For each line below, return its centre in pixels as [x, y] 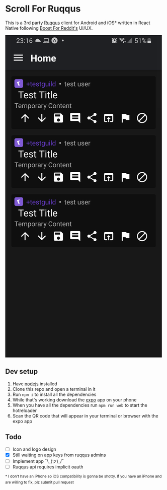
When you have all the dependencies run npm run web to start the [80, 405]
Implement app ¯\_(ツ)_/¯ [38, 461]
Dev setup [22, 371]
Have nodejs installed [35, 384]
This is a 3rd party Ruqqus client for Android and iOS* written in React [78, 23]
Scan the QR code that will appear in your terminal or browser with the [85, 415]
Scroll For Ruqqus [43, 9]
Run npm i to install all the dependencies [54, 394]
